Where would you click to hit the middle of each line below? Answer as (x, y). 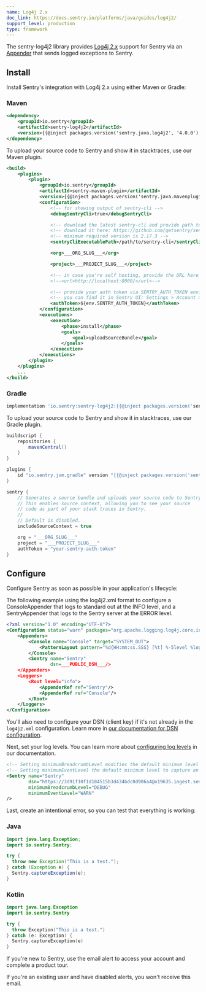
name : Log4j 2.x (27, 12)
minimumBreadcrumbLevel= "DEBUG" (70, 787)
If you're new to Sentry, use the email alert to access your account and (96, 959)
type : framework (27, 29)
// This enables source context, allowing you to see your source (104, 503)
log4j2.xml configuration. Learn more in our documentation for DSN (92, 729)
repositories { (37, 441)
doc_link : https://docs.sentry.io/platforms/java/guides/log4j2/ (91, 18)
